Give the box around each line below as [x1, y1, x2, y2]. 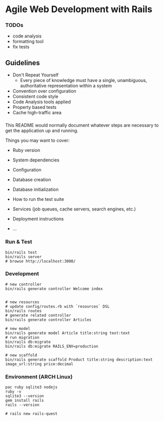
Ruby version [12, 147, 40, 153]
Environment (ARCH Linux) [5, 373, 73, 380]
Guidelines [5, 58, 40, 67]
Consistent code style [12, 94, 59, 100]
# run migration [5, 335, 39, 340]
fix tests [12, 44, 29, 50]
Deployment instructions [12, 216, 64, 222]
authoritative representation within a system [20, 82, 112, 89]
